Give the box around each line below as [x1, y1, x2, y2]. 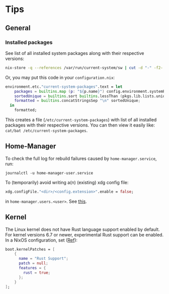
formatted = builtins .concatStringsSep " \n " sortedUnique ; [14, 98, 141, 103]
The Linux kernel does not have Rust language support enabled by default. [5, 226, 160, 232]
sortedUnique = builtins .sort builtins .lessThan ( [14, 93, 123, 99]
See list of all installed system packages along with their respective [5, 50, 144, 56]
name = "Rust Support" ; [18, 256, 69, 261]
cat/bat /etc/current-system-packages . [5, 128, 88, 133]
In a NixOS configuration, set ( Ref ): [5, 237, 78, 243]
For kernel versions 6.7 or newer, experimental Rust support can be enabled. [5, 231, 164, 238]
